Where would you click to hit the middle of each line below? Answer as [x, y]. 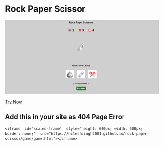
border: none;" [20, 134]
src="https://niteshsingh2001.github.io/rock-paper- [95, 134]
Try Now [14, 102]
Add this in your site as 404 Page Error [65, 117]
